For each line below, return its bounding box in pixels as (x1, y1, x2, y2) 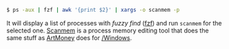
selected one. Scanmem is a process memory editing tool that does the (6, 26, 209, 35)
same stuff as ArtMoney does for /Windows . (6, 33, 132, 41)
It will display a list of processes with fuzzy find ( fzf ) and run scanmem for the (6, 19, 222, 27)
